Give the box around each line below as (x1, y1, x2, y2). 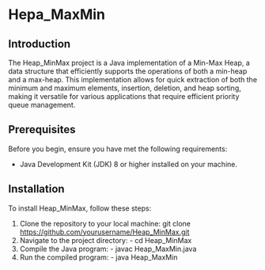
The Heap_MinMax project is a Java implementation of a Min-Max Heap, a (8, 58, 251, 67)
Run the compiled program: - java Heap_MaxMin (19, 252, 178, 262)
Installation (8, 182, 65, 196)
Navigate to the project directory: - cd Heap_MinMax (19, 235, 192, 245)
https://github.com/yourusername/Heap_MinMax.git (19, 227, 190, 237)
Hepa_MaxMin (8, 6, 105, 24)
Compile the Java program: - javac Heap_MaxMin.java (19, 244, 197, 253)
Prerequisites (8, 123, 76, 136)
